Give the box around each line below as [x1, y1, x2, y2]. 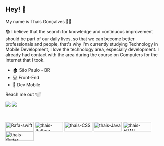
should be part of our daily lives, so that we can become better [5, 36, 135, 42]
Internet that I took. [5, 57, 45, 63]
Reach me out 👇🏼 [5, 91, 42, 97]
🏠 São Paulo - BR [12, 67, 50, 73]
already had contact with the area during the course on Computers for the [5, 51, 158, 58]
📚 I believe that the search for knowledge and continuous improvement [5, 28, 153, 34]
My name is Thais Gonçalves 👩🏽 [5, 18, 72, 24]
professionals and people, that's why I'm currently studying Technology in [5, 41, 158, 47]
